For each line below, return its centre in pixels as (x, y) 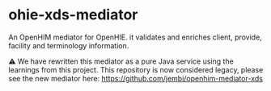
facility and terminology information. (69, 45)
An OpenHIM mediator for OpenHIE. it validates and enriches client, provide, (135, 37)
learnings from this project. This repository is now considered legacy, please (136, 69)
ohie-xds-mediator (73, 15)
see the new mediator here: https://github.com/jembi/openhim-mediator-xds (135, 78)
